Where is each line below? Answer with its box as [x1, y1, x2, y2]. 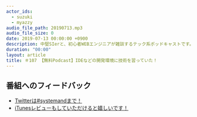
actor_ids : [6, 8, 33, 15]
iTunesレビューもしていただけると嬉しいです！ [14, 105, 129, 112]
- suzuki [11, 14, 33, 20]
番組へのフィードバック [6, 80, 91, 91]
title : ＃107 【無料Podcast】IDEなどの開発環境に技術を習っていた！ [6, 57, 158, 63]
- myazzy [11, 19, 33, 25]
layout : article [6, 52, 46, 58]
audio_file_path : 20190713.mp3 [6, 25, 83, 31]
